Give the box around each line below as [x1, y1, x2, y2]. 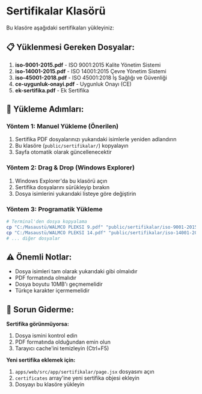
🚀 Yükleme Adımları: [6, 104, 84, 115]
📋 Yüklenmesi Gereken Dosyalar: [6, 42, 135, 52]
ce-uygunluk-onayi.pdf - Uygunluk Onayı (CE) [14, 80, 132, 88]
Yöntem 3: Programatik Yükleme [6, 205, 103, 213]
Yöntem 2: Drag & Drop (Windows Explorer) [6, 163, 135, 172]
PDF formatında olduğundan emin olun [14, 338, 111, 346]
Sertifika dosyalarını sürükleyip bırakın [14, 183, 110, 190]
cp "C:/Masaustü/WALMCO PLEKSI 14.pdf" [6, 229, 106, 235]
